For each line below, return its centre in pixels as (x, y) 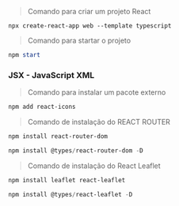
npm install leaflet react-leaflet (67, 180)
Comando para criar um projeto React (89, 11)
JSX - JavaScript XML (51, 75)
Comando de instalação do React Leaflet (94, 166)
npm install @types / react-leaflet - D (70, 194)
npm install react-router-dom (58, 137)
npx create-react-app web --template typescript (90, 26)
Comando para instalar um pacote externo (97, 92)
